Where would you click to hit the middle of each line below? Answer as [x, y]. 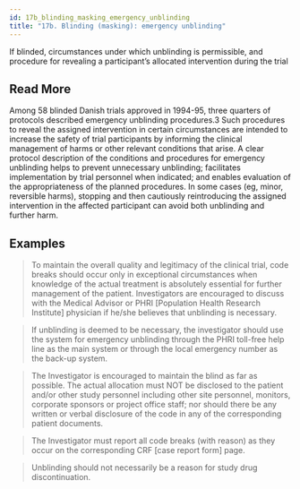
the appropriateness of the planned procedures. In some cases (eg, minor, [146, 187]
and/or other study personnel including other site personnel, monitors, [161, 395]
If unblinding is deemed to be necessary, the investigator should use [157, 330]
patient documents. [67, 424]
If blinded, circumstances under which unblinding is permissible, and [136, 51]
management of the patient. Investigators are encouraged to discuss [158, 294]
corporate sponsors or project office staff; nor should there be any [154, 405]
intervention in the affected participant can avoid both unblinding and [137, 206]
